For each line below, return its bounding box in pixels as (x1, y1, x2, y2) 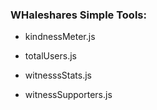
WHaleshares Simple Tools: (10, 8, 147, 22)
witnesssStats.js (24, 69, 92, 82)
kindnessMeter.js (24, 31, 96, 43)
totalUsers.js (24, 50, 77, 62)
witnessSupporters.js (24, 89, 113, 101)
